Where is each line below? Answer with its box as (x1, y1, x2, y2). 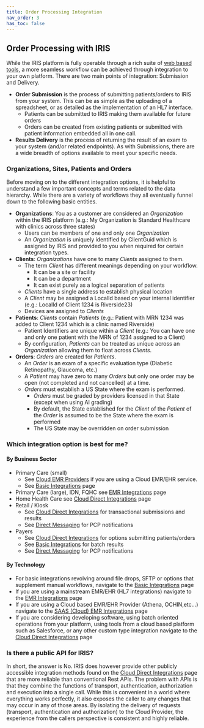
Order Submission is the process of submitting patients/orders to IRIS (15, 91, 192, 98)
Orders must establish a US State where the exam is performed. (24, 385, 185, 393)
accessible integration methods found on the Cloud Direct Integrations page (6, 669, 197, 677)
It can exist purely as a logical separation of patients (33, 281, 165, 289)
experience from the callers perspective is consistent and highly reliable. (6, 715, 189, 722)
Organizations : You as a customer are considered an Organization (15, 210, 183, 218)
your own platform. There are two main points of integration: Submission (6, 72, 189, 80)
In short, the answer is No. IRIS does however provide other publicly (6, 662, 177, 670)
